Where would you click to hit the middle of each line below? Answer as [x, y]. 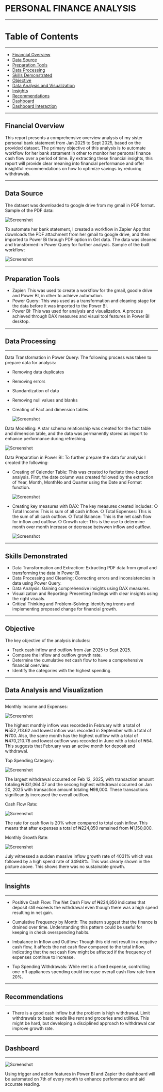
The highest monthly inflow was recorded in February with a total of [73, 725]
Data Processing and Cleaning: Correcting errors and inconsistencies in [83, 578]
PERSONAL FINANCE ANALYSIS [71, 8]
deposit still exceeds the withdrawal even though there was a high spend [85, 908]
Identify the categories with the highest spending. [62, 670]
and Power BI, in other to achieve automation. [57, 296]
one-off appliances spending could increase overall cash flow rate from [83, 972]
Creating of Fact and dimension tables [50, 410]
